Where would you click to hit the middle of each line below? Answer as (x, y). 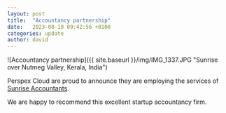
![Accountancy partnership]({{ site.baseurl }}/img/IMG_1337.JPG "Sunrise (113, 60)
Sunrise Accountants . (38, 88)
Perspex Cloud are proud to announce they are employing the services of (113, 81)
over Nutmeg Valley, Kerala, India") (57, 67)
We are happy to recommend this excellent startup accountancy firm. (107, 102)
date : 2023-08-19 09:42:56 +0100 (59, 27)
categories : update (36, 33)
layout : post (26, 14)
